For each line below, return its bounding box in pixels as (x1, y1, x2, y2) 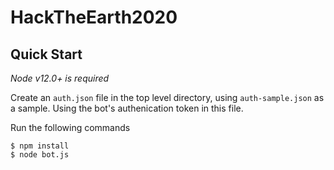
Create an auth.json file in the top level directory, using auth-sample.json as (10, 92, 325, 103)
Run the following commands (10, 122, 131, 133)
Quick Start (10, 46, 83, 63)
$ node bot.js (10, 150, 70, 160)
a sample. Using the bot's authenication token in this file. (10, 102, 244, 114)
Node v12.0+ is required (10, 72, 110, 84)
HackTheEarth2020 (10, 6, 178, 29)
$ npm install (10, 141, 70, 151)
